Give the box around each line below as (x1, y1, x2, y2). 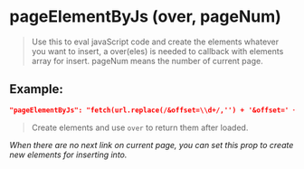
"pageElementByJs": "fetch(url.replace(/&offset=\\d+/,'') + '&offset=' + (9, 106, 298, 115)
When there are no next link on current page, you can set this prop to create (9, 139, 294, 150)
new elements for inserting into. (9, 149, 128, 160)
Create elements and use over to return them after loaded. (31, 122, 249, 133)
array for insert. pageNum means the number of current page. (31, 55, 264, 66)
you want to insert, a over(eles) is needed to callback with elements (31, 45, 284, 56)
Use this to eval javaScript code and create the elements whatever (31, 36, 280, 47)
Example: (9, 81, 63, 97)
